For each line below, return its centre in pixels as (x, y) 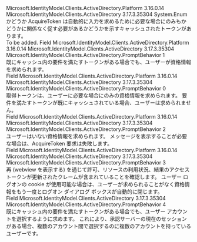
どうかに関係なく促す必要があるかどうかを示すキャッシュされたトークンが (96, 28)
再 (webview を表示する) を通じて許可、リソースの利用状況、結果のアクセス (98, 169)
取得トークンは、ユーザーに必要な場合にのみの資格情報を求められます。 (94, 95)
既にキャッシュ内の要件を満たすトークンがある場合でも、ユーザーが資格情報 (99, 62)
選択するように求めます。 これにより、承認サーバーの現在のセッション (101, 219)
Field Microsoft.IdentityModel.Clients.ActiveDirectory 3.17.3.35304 (86, 198)
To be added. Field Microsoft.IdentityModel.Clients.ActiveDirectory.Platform (98, 43)
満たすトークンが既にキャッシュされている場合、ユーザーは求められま (101, 103)
